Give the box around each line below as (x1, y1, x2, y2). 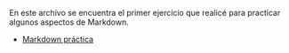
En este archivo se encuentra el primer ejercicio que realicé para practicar (9, 8, 281, 18)
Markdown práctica (21, 34, 94, 44)
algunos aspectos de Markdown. (9, 17, 129, 27)
